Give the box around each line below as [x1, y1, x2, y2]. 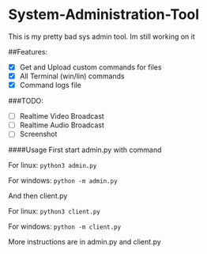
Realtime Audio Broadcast [19, 120, 105, 130]
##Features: [8, 47, 48, 56]
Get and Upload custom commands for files [19, 62, 162, 72]
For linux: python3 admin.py [8, 161, 97, 170]
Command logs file [19, 81, 81, 90]
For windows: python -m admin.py [8, 176, 118, 185]
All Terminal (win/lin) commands [19, 71, 125, 81]
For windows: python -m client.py [8, 222, 121, 231]
